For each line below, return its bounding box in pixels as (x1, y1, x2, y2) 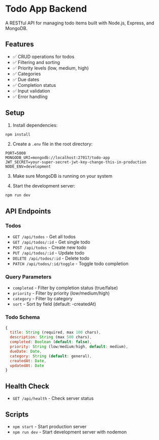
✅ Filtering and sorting (12, 59, 60, 65)
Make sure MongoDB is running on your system (12, 173, 113, 179)
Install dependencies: (12, 122, 58, 128)
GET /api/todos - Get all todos (12, 234, 76, 239)
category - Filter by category (12, 296, 73, 302)
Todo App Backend (5, 3, 87, 15)
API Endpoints (5, 207, 51, 215)
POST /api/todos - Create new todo (12, 244, 86, 250)
